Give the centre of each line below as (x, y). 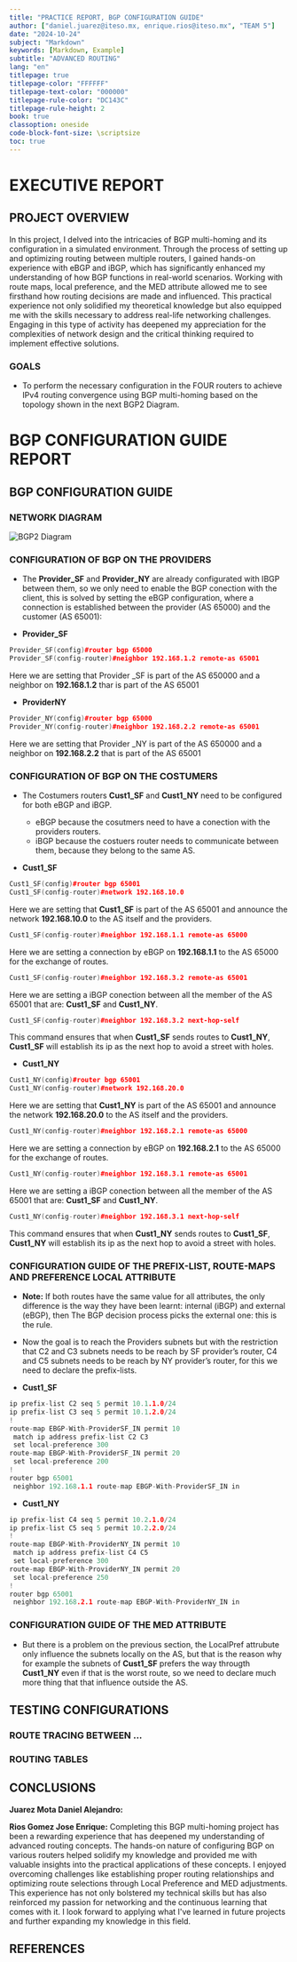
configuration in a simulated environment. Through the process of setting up (148, 249)
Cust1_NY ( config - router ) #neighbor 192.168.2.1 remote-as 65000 (129, 1131)
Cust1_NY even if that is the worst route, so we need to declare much (149, 1672)
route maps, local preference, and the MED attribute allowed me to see (138, 286)
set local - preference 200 (61, 1462)
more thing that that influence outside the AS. (105, 1682)
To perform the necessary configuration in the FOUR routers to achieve (152, 386)
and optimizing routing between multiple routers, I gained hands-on (132, 258)
